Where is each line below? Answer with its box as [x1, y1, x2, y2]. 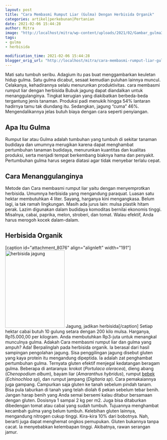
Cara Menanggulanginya [5, 172, 83, 180]
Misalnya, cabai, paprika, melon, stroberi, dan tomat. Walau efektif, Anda [5, 212, 154, 217]
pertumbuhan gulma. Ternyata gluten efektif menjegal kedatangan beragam [5, 360, 160, 366]
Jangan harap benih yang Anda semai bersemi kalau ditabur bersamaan [5, 392, 153, 398]
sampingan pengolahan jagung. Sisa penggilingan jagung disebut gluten [5, 349, 153, 355]
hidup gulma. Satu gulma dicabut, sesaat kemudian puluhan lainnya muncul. [5, 77, 161, 83]
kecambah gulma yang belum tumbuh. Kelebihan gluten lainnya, [5, 408, 136, 414]
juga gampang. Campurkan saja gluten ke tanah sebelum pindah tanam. [5, 381, 153, 387]
